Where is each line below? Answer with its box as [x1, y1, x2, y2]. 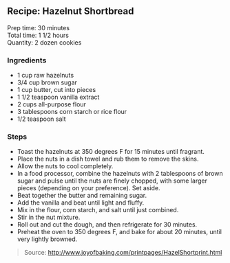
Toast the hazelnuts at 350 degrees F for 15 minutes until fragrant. [17, 148, 205, 156]
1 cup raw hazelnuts [17, 71, 74, 80]
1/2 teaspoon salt [17, 115, 67, 123]
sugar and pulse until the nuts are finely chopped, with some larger [17, 176, 208, 185]
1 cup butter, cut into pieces [17, 86, 96, 94]
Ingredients [7, 55, 47, 65]
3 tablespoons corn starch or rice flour [17, 108, 127, 116]
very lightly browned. [17, 235, 78, 243]
